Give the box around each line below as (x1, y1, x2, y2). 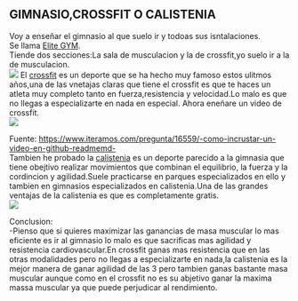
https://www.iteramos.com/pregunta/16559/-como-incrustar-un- (38, 133, 277, 144)
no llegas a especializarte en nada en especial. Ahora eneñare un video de (9, 98, 283, 108)
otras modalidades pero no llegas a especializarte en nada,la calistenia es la (9, 253, 288, 265)
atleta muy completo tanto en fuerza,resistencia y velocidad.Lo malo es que (9, 88, 287, 99)
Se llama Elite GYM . (9, 40, 81, 51)
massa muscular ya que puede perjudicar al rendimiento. (9, 281, 218, 292)
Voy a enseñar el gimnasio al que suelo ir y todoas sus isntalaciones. (9, 30, 261, 41)
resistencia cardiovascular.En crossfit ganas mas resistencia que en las (9, 244, 270, 255)
